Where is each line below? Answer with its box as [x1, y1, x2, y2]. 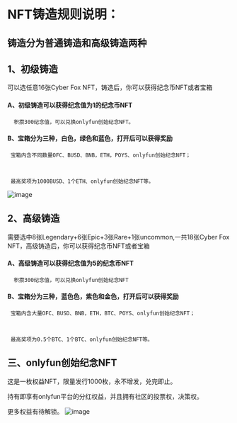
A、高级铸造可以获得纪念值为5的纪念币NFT [7, 259, 134, 268]
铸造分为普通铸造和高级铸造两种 [7, 37, 147, 49]
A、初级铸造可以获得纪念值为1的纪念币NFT [7, 101, 133, 109]
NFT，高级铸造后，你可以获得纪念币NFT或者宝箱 [7, 242, 150, 250]
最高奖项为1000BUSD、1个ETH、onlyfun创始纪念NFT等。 [10, 178, 154, 185]
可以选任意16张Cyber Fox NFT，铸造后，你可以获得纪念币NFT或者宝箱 [7, 83, 213, 92]
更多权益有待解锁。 [7, 407, 64, 415]
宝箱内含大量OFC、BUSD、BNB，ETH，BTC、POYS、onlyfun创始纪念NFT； [10, 310, 196, 317]
